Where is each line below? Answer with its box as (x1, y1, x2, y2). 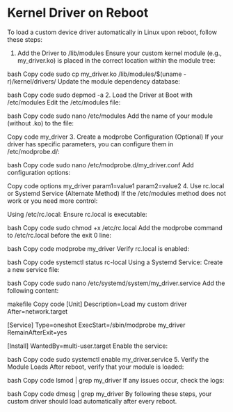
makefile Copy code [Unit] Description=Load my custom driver (7, 300, 188, 308)
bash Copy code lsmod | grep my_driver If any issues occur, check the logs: (7, 376, 225, 384)
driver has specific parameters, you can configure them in (7, 139, 174, 148)
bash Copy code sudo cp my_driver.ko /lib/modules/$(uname (7, 70, 182, 78)
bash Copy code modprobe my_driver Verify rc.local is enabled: (7, 244, 190, 252)
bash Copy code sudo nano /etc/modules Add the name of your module (7, 112, 214, 120)
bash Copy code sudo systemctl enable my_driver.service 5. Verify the (7, 355, 209, 363)
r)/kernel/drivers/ (7, 77, 57, 85)
